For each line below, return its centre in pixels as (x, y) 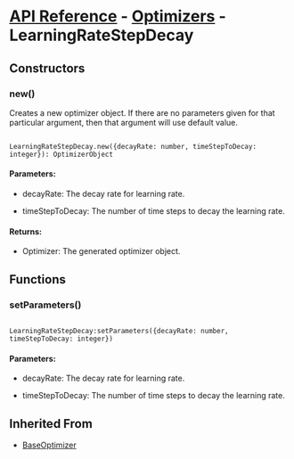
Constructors (47, 68)
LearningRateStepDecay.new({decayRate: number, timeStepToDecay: (133, 146)
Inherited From (51, 424)
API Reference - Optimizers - (118, 16)
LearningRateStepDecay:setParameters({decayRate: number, (119, 331)
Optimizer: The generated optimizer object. (101, 251)
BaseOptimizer (49, 445)
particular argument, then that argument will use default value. (124, 122)
